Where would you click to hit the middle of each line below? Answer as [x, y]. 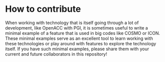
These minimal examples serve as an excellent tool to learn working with [79, 38]
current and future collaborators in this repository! [56, 54]
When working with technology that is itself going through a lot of [72, 23]
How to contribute [43, 9]
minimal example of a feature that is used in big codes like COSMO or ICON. [82, 33]
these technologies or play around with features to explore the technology [81, 43]
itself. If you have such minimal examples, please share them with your [77, 49]
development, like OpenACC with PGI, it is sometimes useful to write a [77, 28]
